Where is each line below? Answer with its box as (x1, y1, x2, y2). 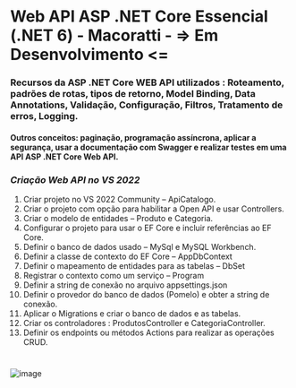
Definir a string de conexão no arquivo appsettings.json (22, 280, 228, 290)
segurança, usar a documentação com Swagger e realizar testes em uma (10, 142, 287, 152)
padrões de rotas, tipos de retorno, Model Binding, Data (10, 88, 256, 100)
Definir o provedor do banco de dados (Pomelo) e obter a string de (22, 289, 270, 299)
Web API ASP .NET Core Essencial (10, 6, 269, 27)
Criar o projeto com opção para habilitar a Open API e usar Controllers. (22, 203, 284, 214)
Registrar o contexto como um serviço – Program (22, 271, 205, 280)
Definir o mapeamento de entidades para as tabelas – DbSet (22, 261, 245, 271)
